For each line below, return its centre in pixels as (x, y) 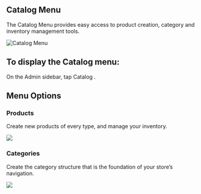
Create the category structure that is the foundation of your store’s (90, 167)
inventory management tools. (43, 31)
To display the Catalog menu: (63, 62)
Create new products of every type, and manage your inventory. (87, 126)
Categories (23, 153)
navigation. (20, 173)
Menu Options (34, 96)
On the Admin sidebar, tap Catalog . (51, 77)
